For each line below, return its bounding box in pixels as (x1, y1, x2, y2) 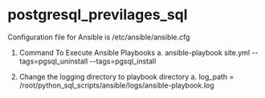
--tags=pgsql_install (89, 56, 157, 66)
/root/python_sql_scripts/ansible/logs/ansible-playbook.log (18, 80, 214, 90)
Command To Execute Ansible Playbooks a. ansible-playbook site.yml (18, 47, 251, 57)
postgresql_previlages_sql (7, 6, 188, 24)
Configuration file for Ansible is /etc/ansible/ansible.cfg (7, 32, 190, 42)
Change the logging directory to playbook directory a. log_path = (18, 71, 234, 81)
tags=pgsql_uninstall (18, 56, 88, 66)
